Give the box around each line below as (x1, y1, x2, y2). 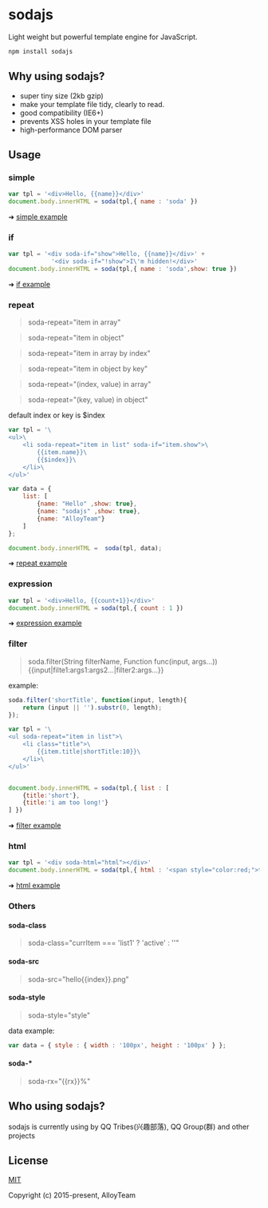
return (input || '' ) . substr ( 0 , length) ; (22, 704, 162, 712)
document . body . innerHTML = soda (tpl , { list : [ (8, 783, 170, 792)
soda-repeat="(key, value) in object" (27, 395, 148, 405)
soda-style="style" (27, 1010, 91, 1020)
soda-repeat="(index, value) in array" (27, 380, 152, 389)
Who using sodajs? (8, 1099, 105, 1113)
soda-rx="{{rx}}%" (27, 1076, 91, 1086)
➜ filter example (8, 821, 61, 831)
